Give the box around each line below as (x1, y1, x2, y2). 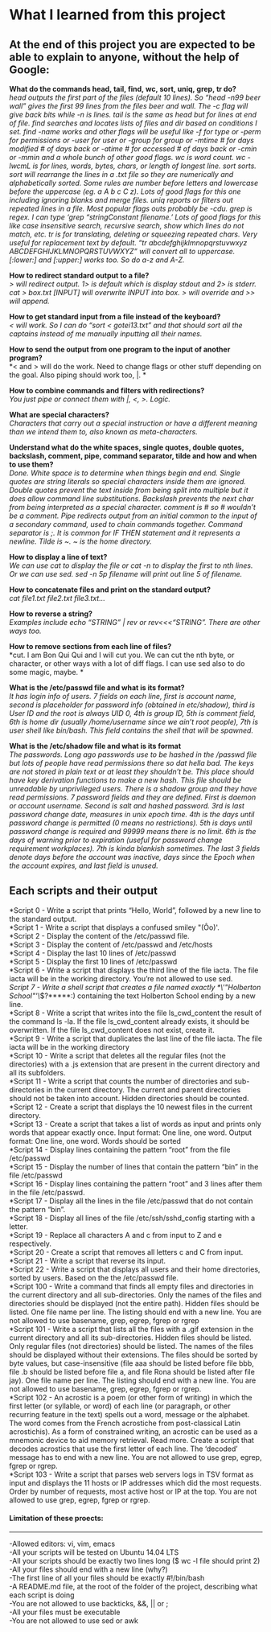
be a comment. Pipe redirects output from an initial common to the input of (9, 511, 258, 520)
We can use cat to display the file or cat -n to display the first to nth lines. (9, 561, 253, 570)
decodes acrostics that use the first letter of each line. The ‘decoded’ (9, 1444, 238, 1453)
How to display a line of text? (9, 553, 108, 561)
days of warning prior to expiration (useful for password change (9, 835, 223, 845)
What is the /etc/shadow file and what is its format (9, 742, 182, 750)
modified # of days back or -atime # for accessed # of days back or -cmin (9, 144, 257, 154)
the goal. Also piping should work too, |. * (9, 370, 147, 380)
